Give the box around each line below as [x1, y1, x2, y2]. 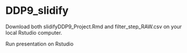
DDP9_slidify [5, 4, 69, 17]
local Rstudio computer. [5, 29, 62, 36]
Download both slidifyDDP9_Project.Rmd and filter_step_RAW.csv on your [5, 23, 182, 30]
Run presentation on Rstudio [5, 40, 74, 47]
